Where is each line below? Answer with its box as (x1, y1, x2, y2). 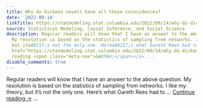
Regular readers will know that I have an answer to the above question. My (6, 76, 192, 83)
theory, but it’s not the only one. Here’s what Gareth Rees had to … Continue (6, 88, 195, 95)
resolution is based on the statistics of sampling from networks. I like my (6, 82, 186, 89)
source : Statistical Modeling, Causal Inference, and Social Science (6, 25, 185, 32)
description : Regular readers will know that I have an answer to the (6, 31, 188, 37)
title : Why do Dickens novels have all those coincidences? (6, 8, 161, 15)
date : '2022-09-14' (6, 14, 56, 20)
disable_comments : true (6, 59, 66, 65)
